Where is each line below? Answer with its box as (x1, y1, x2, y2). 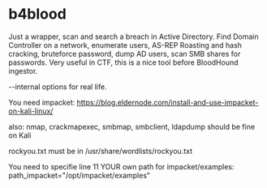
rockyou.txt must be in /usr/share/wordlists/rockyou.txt (8, 146, 193, 156)
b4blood (8, 5, 67, 23)
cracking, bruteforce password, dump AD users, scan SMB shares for (8, 49, 241, 58)
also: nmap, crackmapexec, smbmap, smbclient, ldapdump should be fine (8, 122, 256, 131)
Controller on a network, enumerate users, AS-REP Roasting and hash (8, 40, 242, 49)
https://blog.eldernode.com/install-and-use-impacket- (76, 97, 259, 107)
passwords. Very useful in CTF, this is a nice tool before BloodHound (8, 58, 239, 67)
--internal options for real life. (8, 82, 107, 92)
